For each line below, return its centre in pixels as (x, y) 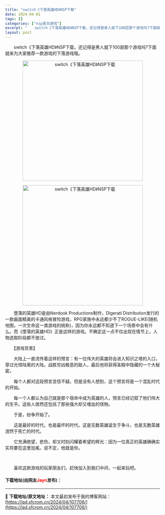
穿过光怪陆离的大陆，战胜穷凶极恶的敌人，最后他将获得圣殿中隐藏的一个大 (80, 365)
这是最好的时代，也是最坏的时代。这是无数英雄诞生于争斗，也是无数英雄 (87, 425)
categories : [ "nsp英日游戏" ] (33, 23)
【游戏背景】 (26, 348)
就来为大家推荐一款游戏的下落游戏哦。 (44, 53)
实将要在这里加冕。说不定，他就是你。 (44, 448)
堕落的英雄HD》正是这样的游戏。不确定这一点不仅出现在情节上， (88, 331)
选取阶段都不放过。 (28, 338)
